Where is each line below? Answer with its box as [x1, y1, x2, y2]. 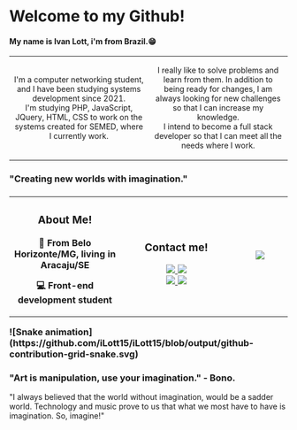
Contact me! [144, 241, 209, 255]
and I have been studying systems [16, 84, 141, 95]
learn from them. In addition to [163, 74, 273, 85]
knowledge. [196, 112, 240, 123]
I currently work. [49, 131, 109, 142]
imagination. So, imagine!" [9, 411, 105, 421]
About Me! [37, 212, 93, 227]
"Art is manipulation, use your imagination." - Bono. [9, 372, 236, 384]
